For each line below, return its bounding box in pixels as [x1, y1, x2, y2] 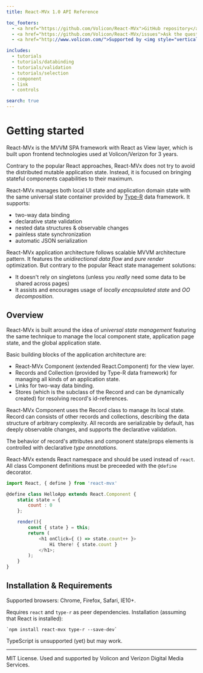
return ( [28, 530, 50, 536]
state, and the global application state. [6, 339, 101, 346]
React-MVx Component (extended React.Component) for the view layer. [14, 363, 195, 370]
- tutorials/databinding [11, 59, 74, 65]
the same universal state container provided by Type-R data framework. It [6, 193, 190, 200]
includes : [6, 48, 31, 54]
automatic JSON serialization [14, 237, 88, 244]
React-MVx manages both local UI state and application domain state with [6, 186, 191, 194]
